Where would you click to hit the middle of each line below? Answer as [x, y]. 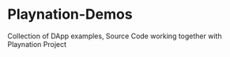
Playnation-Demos [70, 14]
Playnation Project [37, 44]
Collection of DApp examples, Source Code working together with [115, 36]
